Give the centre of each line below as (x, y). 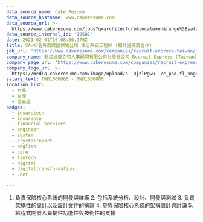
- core (20, 152)
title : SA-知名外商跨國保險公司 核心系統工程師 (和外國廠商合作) (79, 46)
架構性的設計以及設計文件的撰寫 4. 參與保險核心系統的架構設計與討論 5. (104, 205)
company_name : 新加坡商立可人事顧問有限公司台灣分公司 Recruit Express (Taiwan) (102, 57)
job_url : (17, 51)
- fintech (24, 157)
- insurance (27, 118)
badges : (16, 107)
